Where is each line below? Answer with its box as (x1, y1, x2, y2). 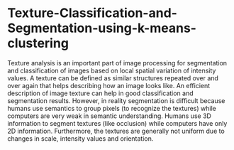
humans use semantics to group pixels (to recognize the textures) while (7, 104, 216, 112)
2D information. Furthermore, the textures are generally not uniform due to (7, 127, 225, 135)
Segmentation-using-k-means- (7, 20, 197, 36)
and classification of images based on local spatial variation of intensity (7, 66, 216, 75)
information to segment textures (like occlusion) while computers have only (7, 119, 228, 127)
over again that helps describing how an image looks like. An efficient (7, 81, 211, 90)
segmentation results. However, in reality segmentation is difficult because (7, 96, 225, 105)
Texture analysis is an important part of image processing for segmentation (7, 58, 228, 67)
